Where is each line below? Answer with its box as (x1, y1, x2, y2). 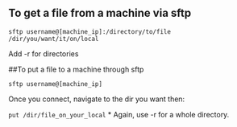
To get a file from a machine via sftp (8, 6, 192, 20)
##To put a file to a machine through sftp (8, 64, 144, 74)
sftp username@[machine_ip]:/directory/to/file (8, 27, 172, 35)
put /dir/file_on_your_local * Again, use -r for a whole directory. (8, 109, 230, 119)
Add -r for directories (8, 48, 79, 59)
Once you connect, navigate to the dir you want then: (8, 94, 185, 104)
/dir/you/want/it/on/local (8, 35, 99, 43)
